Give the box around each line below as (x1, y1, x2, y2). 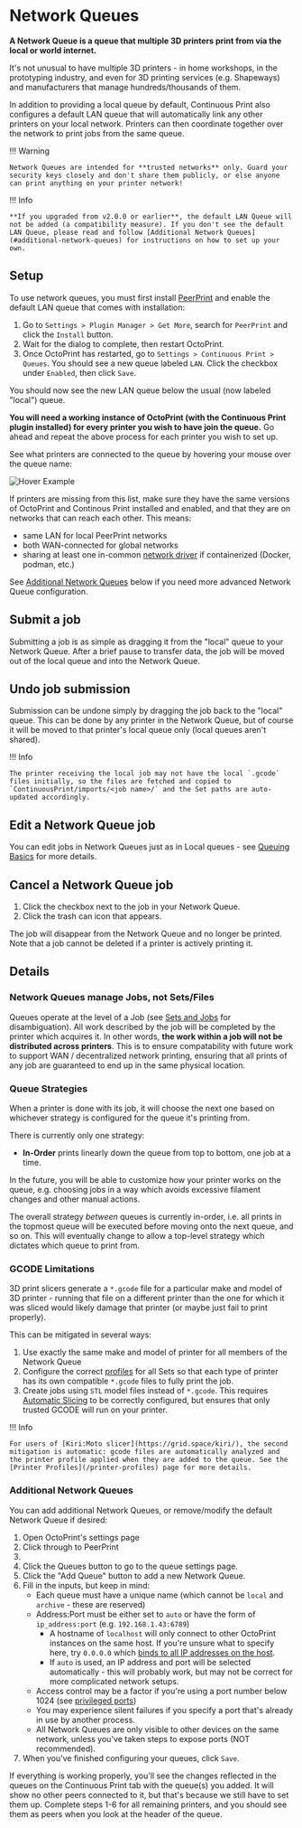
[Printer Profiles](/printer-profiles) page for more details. (9, 1463, 252, 1473)
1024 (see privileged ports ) (35, 1695, 137, 1706)
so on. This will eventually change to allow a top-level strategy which (9, 1230, 265, 1241)
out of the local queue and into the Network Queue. (9, 655, 201, 666)
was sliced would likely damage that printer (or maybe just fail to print (9, 1302, 268, 1313)
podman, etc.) (22, 558, 75, 569)
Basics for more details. (9, 851, 97, 862)
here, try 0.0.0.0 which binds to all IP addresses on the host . (49, 1646, 276, 1658)
